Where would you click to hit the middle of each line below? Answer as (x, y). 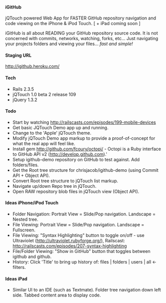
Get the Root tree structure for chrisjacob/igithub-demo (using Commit (86, 170)
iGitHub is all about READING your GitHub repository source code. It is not (81, 33)
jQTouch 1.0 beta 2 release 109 (44, 94)
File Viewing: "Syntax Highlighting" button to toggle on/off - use (78, 235)
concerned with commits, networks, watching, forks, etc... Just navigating (82, 39)
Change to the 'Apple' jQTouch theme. (52, 133)
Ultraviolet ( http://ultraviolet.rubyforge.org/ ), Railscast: (69, 241)
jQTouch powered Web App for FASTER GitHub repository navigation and (81, 18)
